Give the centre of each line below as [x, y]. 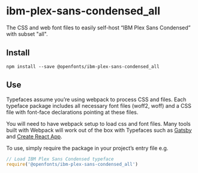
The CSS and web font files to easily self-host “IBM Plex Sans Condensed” [98, 28]
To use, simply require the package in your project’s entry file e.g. [87, 148]
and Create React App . [34, 136]
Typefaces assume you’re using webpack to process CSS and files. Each [96, 99]
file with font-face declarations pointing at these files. [72, 112]
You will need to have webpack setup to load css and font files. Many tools [98, 123]
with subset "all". [27, 34]
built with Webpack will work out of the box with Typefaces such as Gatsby [99, 130]
